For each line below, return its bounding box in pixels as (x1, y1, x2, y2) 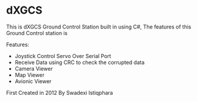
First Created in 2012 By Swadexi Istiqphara (6, 89, 113, 96)
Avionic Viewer (14, 78, 52, 85)
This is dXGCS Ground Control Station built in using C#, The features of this (6, 23, 192, 30)
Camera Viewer (14, 65, 53, 72)
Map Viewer (14, 71, 45, 78)
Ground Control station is (6, 29, 68, 36)
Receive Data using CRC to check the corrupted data (14, 59, 145, 66)
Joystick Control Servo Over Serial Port (14, 52, 111, 59)
